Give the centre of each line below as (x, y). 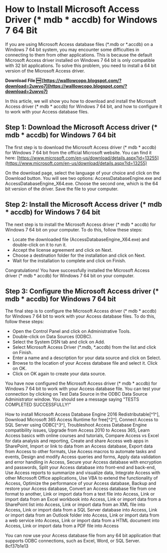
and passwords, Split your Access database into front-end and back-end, (81, 468)
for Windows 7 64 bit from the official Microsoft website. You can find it (79, 152)
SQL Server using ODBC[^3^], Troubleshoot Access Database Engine (76, 425)
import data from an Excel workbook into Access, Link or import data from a (83, 499)
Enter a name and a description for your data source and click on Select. (86, 358)
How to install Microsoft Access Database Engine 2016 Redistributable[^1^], (83, 414)
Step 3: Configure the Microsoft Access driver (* (82, 291)
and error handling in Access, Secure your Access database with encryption (83, 462)
